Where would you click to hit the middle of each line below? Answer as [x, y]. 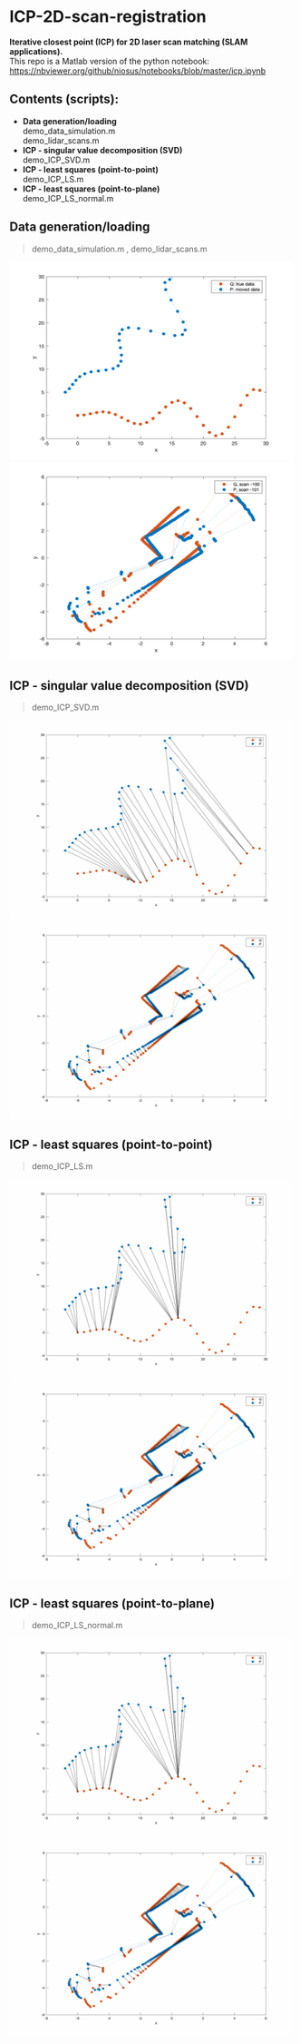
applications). [36, 51]
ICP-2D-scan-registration [108, 17]
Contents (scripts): [64, 99]
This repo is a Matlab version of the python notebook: [110, 61]
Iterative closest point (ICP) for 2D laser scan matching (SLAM [129, 42]
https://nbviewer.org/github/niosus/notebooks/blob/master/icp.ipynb [138, 71]
